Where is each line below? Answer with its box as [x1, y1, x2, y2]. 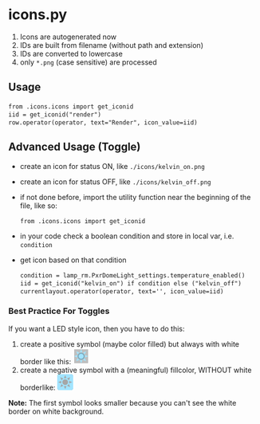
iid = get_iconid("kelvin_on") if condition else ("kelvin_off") [19, 279, 242, 288]
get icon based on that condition [19, 255, 127, 265]
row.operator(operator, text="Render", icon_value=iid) [8, 118, 198, 127]
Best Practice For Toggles [8, 305, 110, 316]
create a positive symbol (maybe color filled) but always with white [19, 339, 240, 348]
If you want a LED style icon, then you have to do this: [8, 324, 185, 333]
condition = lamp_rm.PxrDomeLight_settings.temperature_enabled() [19, 271, 246, 280]
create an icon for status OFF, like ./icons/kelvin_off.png [19, 177, 211, 186]
